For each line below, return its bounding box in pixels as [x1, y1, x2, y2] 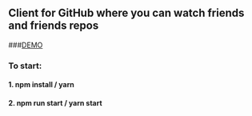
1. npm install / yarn [8, 80, 74, 90]
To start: [8, 60, 42, 71]
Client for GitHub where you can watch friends [8, 6, 245, 20]
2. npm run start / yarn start [8, 98, 102, 107]
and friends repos [8, 19, 99, 33]
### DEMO [8, 40, 43, 50]
